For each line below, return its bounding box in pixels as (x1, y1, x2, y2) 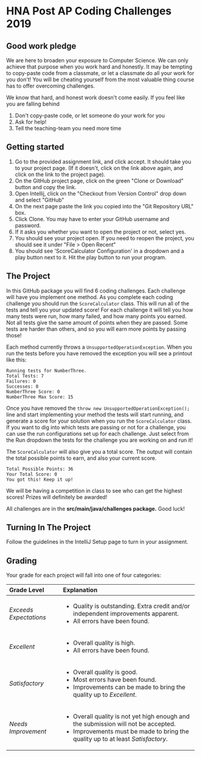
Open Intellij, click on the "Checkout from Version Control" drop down (14, 190, 187, 197)
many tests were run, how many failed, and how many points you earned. (6, 312, 187, 319)
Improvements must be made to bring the (72, 728, 190, 736)
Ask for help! (14, 118, 47, 125)
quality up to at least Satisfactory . (72, 735, 168, 743)
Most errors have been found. (72, 675, 157, 684)
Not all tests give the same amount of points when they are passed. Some (6, 319, 188, 326)
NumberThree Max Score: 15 (6, 394, 74, 400)
